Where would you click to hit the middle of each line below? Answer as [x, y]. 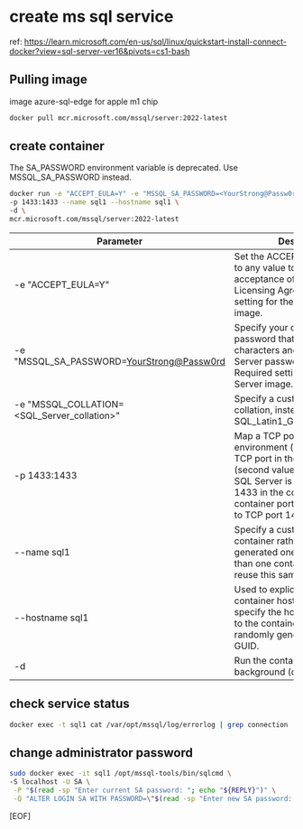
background [260, 672]
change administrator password [101, 753]
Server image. [264, 384]
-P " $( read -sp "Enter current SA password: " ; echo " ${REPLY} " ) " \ [145, 791]
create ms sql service [92, 17]
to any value [260, 267]
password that [264, 339]
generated [256, 552]
